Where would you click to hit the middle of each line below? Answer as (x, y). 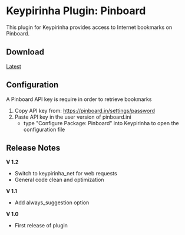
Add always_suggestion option (52, 203)
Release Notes (33, 148)
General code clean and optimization (59, 180)
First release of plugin (41, 226)
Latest (14, 66)
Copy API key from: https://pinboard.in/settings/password (85, 110)
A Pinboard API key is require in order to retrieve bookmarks (79, 99)
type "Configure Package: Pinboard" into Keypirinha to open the (101, 123)
